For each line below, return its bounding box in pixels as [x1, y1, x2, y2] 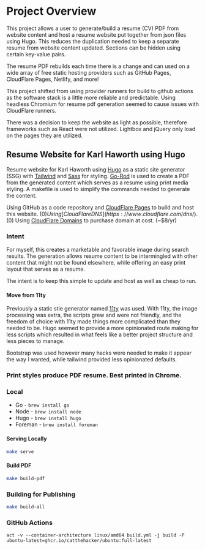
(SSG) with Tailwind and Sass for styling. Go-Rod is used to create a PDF [6, 172, 190, 179]
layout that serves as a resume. [6, 265, 86, 273]
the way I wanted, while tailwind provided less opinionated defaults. [6, 356, 177, 363]
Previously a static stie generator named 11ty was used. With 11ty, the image [6, 305, 198, 312]
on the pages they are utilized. [6, 132, 83, 139]
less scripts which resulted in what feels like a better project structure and [6, 331, 193, 338]
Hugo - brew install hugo [15, 415, 81, 422]
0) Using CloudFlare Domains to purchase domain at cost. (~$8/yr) [8, 216, 177, 224]
